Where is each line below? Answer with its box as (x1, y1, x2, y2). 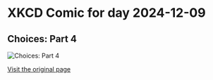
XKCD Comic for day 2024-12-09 (7, 5, 206, 21)
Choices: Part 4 (7, 33, 78, 45)
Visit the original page (7, 65, 71, 73)
